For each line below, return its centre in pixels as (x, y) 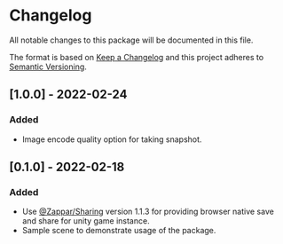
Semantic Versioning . (48, 67)
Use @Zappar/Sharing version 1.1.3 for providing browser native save (148, 212)
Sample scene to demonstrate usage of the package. (119, 231)
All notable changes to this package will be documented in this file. (131, 40)
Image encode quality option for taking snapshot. (112, 139)
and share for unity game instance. (86, 221)
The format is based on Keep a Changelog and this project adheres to (137, 57)
